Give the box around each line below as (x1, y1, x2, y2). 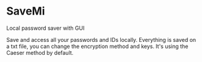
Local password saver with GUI (6, 24, 85, 32)
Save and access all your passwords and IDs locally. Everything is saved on (6, 36, 197, 43)
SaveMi (6, 4, 45, 18)
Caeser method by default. (6, 49, 74, 56)
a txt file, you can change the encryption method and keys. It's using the (6, 43, 189, 50)
